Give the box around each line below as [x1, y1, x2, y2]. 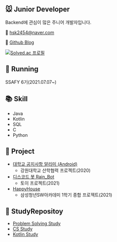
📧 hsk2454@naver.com [5, 29, 54, 36]
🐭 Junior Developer [5, 5, 70, 14]
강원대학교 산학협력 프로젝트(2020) [20, 167, 91, 173]
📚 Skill [5, 95, 28, 103]
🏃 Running [5, 65, 39, 74]
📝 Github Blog [5, 39, 35, 45]
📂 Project [5, 147, 35, 156]
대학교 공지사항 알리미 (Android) [12, 161, 78, 167]
